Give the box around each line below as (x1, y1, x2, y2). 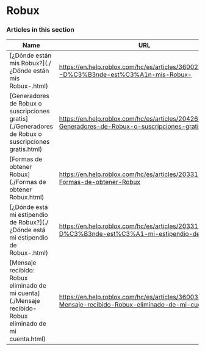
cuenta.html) (9, 335, 46, 343)
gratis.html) (9, 145, 43, 154)
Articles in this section (6, 26, 74, 34)
